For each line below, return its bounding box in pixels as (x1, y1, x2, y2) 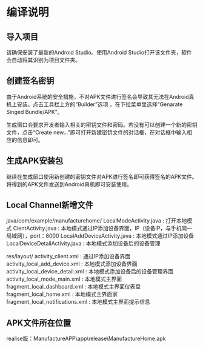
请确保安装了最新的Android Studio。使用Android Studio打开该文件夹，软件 (6, 49, 193, 56)
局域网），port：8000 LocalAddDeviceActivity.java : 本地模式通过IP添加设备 (6, 232, 194, 239)
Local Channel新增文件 (6, 200, 94, 210)
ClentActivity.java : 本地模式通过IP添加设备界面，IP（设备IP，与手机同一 (13, 225, 193, 232)
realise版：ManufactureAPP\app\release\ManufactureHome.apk (6, 335, 166, 343)
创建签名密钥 (6, 76, 55, 86)
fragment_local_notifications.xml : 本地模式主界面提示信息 (6, 298, 150, 306)
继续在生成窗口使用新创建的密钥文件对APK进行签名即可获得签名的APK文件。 (6, 173, 198, 180)
